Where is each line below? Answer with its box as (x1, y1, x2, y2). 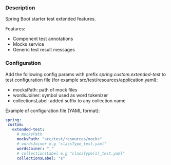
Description (5, 4, 35, 11)
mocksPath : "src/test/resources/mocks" (16, 137, 102, 142)
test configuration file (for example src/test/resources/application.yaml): (5, 77, 158, 83)
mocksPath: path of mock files (12, 86, 78, 93)
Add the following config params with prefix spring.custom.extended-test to (5, 71, 166, 77)
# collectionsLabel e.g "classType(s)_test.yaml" (16, 151, 125, 156)
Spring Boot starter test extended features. (5, 16, 96, 22)
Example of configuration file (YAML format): (5, 107, 100, 114)
